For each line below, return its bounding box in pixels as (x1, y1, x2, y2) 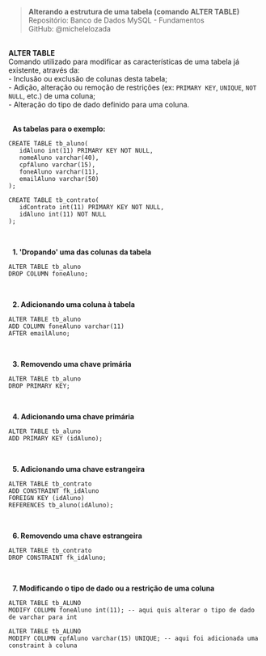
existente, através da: (8, 65, 80, 75)
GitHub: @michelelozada (27, 24, 112, 33)
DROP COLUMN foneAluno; (8, 270, 89, 278)
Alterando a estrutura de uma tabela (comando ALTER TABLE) (27, 7, 240, 16)
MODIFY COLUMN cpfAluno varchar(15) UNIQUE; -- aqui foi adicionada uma (8, 634, 259, 642)
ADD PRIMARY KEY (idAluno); (8, 435, 103, 443)
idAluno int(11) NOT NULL (19, 210, 107, 218)
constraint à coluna (8, 641, 78, 650)
